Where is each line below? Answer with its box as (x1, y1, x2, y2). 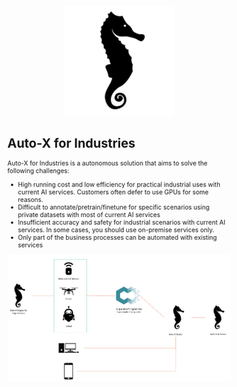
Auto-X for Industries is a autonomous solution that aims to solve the (7, 159, 208, 167)
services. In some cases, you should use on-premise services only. (17, 226, 215, 234)
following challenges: (7, 166, 70, 175)
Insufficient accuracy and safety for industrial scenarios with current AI (17, 218, 226, 226)
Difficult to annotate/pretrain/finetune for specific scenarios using (17, 203, 210, 211)
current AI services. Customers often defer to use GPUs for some (17, 187, 209, 196)
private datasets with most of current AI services (17, 210, 161, 218)
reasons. (17, 195, 44, 203)
